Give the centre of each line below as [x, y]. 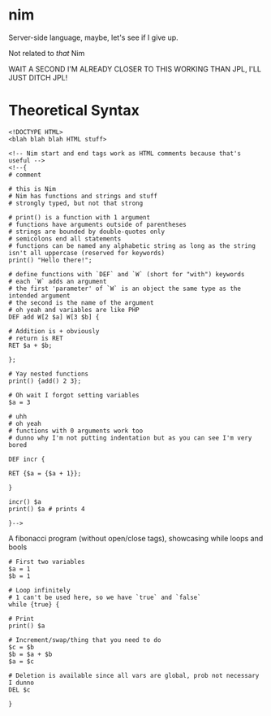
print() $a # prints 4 [47, 509]
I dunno [22, 683]
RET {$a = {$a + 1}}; [45, 473]
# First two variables [47, 562]
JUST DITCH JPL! [38, 77]
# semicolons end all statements [65, 239]
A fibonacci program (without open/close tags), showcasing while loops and [136, 538]
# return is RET [36, 338]
